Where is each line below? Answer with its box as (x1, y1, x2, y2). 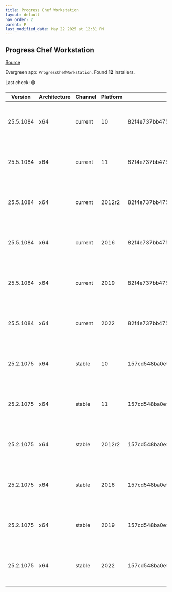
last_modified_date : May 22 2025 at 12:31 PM (5, 27, 104, 32)
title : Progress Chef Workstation (5, 7, 79, 13)
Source (5, 59, 20, 65)
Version (11, 93, 31, 100)
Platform (101, 93, 123, 100)
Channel (75, 93, 96, 100)
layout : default (5, 12, 40, 17)
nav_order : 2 (5, 17, 33, 22)
